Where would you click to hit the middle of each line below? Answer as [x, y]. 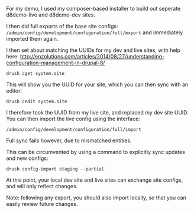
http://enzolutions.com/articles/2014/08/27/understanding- [92, 56]
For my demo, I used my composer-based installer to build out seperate [93, 9]
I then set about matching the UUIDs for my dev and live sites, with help [93, 50]
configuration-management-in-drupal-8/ [56, 63]
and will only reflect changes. [42, 186]
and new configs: [27, 158]
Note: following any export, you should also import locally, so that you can [96, 198]
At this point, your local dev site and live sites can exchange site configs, [95, 180]
